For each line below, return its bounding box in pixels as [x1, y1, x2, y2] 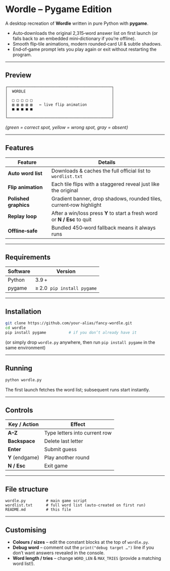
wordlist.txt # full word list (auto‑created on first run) [5, 503, 146, 508]
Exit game [44, 462, 68, 469]
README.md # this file [5, 507, 71, 512]
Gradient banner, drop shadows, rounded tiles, [51, 195, 162, 202]
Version [56, 268, 76, 275]
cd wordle [5, 325, 26, 331]
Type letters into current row [44, 429, 112, 436]
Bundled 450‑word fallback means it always [51, 224, 156, 231]
